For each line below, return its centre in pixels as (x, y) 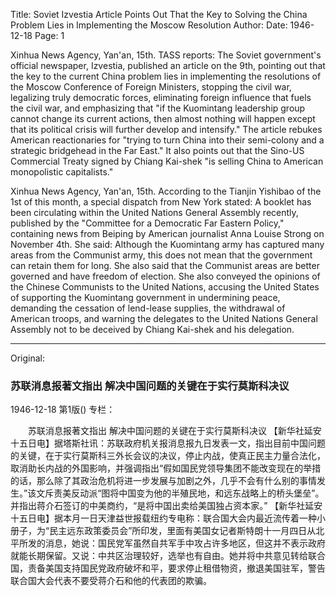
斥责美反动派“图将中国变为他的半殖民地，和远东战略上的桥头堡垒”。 (184, 493)
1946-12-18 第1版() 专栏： (63, 410)
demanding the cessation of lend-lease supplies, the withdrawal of (148, 308)
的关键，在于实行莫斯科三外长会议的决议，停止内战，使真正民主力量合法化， (168, 456)
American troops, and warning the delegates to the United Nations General (164, 318)
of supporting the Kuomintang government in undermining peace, (145, 297)
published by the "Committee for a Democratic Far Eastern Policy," (147, 223)
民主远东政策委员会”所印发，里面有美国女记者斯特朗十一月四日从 (183, 531)
